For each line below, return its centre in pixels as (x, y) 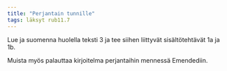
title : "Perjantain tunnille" (51, 13)
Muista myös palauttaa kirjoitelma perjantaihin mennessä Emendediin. (108, 60)
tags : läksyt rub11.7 (39, 20)
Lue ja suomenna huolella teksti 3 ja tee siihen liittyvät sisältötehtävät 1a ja (113, 39)
